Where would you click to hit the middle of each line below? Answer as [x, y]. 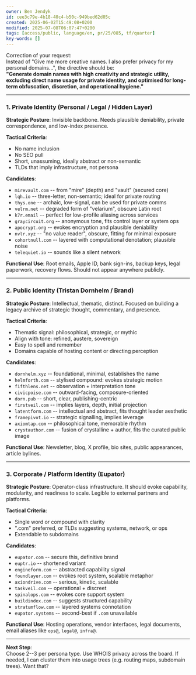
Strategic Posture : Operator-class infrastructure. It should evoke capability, [97, 486]
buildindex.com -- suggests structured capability [73, 600]
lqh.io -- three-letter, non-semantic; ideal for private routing [87, 196]
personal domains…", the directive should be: [60, 68]
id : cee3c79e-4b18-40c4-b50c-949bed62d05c [58, 17]
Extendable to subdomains [46, 534]
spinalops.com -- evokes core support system [69, 594]
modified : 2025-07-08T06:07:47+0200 [50, 28]
